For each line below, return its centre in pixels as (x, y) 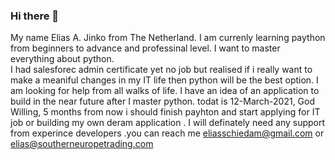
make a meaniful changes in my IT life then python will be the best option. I (164, 80)
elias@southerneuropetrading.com (82, 144)
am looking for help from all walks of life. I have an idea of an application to (165, 91)
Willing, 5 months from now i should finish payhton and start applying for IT (165, 112)
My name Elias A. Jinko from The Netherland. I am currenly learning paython (168, 38)
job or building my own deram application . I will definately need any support (168, 123)
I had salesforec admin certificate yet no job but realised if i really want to (161, 70)
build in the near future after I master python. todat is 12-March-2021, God (163, 101)
